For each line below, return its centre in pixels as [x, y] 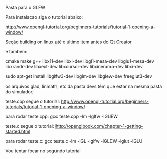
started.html [18, 131]
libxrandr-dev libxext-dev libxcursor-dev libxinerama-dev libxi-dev [74, 67]
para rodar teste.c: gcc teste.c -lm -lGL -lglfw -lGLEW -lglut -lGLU [74, 141]
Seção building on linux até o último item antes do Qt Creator [69, 42]
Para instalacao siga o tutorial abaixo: [44, 17]
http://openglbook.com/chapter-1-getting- [99, 126]
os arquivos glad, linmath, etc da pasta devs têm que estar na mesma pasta [84, 86]
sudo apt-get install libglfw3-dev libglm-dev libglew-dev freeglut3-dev [79, 76]
